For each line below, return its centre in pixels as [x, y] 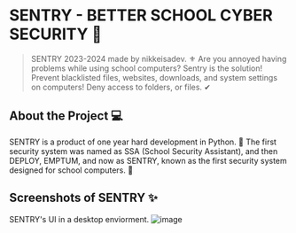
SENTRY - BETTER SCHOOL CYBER [141, 16]
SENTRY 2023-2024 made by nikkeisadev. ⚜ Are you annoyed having [159, 58]
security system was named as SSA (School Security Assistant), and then [144, 151]
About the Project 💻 [66, 116]
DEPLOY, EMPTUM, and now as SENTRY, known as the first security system [148, 160]
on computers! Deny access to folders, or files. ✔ [121, 87]
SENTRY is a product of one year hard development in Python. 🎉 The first [143, 142]
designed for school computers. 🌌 [71, 170]
